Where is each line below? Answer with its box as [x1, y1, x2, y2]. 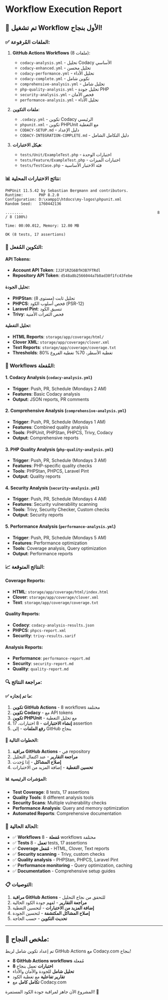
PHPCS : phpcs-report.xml [12, 627, 66, 633]
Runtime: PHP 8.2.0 [5, 193, 59, 198]
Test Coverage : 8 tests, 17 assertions [12, 789, 89, 795]
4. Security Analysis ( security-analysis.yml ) [5, 485, 100, 491]
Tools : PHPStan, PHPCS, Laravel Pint [12, 468, 89, 474]
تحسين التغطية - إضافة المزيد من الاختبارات [12, 764, 93, 770]
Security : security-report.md [12, 660, 74, 666]
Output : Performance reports [12, 550, 73, 556]
